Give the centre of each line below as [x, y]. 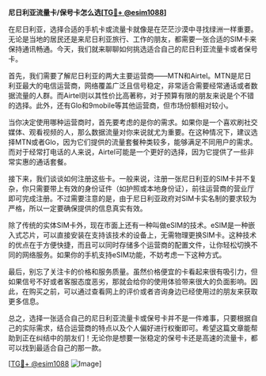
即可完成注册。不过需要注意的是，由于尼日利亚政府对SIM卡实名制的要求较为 [133, 198]
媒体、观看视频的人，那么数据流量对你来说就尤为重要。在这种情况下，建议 [129, 132]
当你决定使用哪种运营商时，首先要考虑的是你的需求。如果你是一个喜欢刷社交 [133, 122]
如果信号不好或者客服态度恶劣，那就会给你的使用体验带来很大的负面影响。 [129, 281]
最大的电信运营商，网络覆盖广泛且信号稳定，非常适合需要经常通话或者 [136, 85]
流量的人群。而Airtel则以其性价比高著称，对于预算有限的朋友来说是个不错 [135, 95]
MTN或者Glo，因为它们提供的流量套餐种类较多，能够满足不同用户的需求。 [136, 142]
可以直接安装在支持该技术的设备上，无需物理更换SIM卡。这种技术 [150, 235]
